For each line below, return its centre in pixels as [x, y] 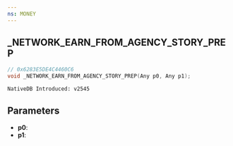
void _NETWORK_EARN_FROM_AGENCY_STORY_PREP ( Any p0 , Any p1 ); [99, 76]
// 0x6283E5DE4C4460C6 [41, 70]
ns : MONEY [22, 14]
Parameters [34, 110]
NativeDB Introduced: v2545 [49, 89]
